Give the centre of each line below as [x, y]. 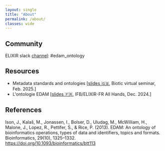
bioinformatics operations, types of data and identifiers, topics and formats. [83, 133]
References [23, 110]
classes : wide [20, 24]
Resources [22, 71]
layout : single [21, 10]
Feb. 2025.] [24, 89]
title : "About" [21, 14]
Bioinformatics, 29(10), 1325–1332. [41, 138]
